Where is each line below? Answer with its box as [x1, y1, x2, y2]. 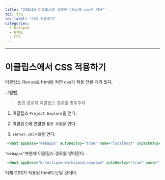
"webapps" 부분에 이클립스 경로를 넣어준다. [5, 150, 85, 156]
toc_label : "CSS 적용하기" [5, 16, 56, 21]
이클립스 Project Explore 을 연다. [12, 110, 77, 116]
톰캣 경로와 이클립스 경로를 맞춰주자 [17, 100, 86, 105]
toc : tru [5, 12, 23, 17]
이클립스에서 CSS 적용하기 [5, 62, 107, 73]
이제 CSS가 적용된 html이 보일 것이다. [5, 170, 78, 176]
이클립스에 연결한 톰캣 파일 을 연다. [12, 121, 77, 127]
